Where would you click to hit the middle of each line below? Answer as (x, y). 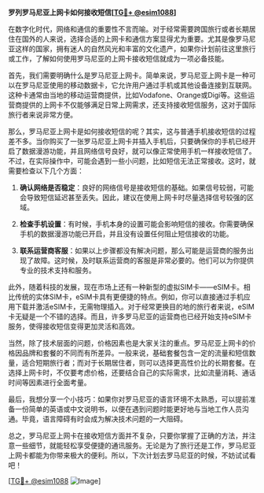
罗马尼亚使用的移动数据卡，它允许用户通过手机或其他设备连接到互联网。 (139, 85)
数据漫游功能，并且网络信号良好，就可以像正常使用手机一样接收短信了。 (139, 151)
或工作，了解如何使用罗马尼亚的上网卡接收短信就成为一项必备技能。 (118, 59)
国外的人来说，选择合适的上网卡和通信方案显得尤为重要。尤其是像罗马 (135, 39)
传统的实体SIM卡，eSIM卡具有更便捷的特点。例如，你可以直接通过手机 (129, 297)
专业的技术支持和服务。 (57, 270)
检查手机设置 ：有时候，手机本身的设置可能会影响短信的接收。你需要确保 (136, 224)
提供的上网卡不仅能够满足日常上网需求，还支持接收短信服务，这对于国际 (139, 105)
